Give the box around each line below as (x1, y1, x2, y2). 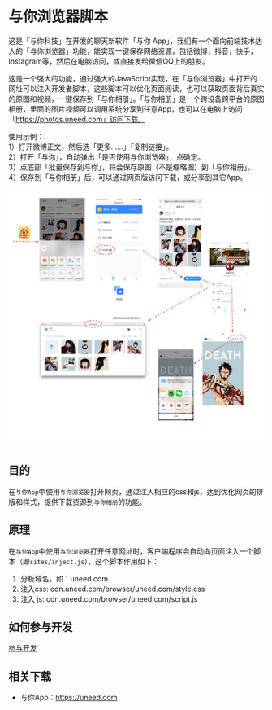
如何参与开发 (8, 620, 73, 633)
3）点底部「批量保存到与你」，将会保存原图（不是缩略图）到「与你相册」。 (8, 162, 255, 172)
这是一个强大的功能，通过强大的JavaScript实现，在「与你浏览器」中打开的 (8, 73, 258, 83)
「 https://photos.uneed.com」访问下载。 (8, 114, 146, 124)
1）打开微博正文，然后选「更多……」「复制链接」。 (8, 142, 173, 151)
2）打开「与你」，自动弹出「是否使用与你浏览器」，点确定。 (8, 151, 205, 161)
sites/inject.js (29, 558, 85, 566)
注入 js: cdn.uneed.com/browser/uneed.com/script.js (19, 594, 198, 603)
